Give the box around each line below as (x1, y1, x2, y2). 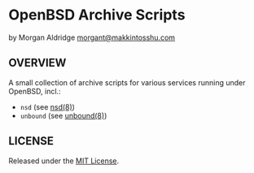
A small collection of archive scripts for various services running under (8, 77, 246, 87)
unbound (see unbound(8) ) (20, 110, 107, 120)
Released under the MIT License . (8, 156, 120, 166)
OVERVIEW (8, 56, 67, 70)
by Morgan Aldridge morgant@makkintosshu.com (8, 32, 176, 42)
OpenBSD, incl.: (8, 86, 61, 96)
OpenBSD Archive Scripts (8, 6, 186, 24)
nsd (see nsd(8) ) (20, 102, 76, 111)
